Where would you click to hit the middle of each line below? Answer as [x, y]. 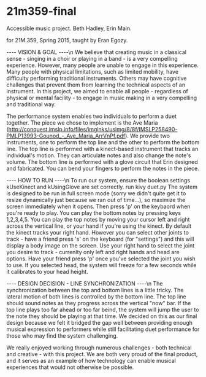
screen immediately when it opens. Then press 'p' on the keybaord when [98, 206]
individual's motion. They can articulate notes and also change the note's [99, 155]
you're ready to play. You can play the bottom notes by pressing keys [94, 212]
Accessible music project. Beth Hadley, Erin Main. [69, 28]
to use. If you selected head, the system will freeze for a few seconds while [101, 265]
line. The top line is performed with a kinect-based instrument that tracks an [102, 149]
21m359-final [41, 11]
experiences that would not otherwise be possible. [70, 367]
